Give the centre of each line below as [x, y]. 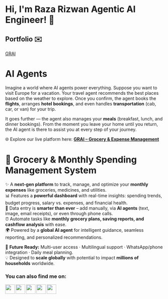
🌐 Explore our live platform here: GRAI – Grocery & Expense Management [82, 139]
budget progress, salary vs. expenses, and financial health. [66, 203]
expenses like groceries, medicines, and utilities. [56, 190]
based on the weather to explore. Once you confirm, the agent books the [81, 98]
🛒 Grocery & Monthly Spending [71, 160]
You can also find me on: [36, 276]
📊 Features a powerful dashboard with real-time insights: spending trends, [84, 195]
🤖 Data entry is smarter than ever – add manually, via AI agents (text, [77, 208]
